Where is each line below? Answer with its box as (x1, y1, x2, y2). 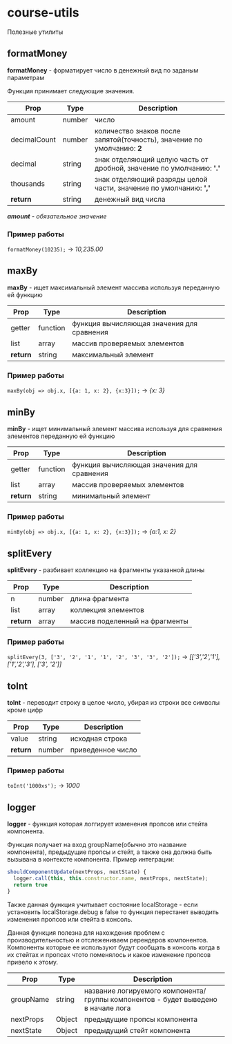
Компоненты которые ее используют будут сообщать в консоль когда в (7, 943, 220, 951)
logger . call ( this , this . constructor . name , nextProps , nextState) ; (13, 875, 209, 882)
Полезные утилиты (7, 28, 64, 36)
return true (13, 882, 48, 889)
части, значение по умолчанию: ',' (94, 183, 211, 193)
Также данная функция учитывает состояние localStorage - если (7, 900, 198, 909)
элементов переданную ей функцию (7, 432, 115, 440)
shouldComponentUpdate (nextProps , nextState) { (7, 869, 147, 875)
